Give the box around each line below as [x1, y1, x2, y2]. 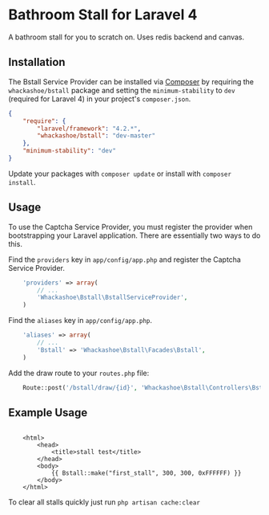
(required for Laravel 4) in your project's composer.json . [8, 94, 191, 104]
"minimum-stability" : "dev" [22, 147, 116, 155]
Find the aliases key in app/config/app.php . [8, 316, 153, 325]
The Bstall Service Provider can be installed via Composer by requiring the [8, 76, 255, 86]
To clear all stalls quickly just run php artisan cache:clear [8, 497, 200, 507]
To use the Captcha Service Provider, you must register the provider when [8, 222, 253, 231]
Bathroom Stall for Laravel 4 [8, 6, 198, 24]
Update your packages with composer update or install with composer [8, 169, 232, 178]
